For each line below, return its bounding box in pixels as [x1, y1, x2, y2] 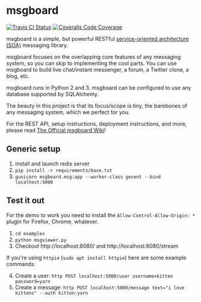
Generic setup [6, 144, 61, 154]
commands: [6, 260, 36, 268]
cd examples [14, 230, 45, 236]
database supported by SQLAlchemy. [6, 90, 99, 97]
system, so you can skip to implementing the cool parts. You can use [6, 60, 177, 67]
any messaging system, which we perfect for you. [6, 108, 131, 116]
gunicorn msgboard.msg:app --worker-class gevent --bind [14, 174, 161, 180]
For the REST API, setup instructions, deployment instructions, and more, [6, 120, 187, 127]
